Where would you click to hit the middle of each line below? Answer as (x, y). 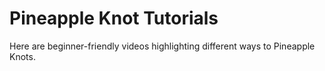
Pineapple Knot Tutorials (114, 18)
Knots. (22, 56)
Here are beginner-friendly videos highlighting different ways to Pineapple (162, 46)
